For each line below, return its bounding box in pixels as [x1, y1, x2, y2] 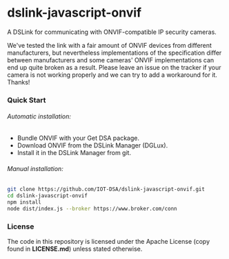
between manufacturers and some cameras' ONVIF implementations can [7, 55, 215, 64]
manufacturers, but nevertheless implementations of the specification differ [7, 48, 222, 57]
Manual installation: [7, 164, 63, 172]
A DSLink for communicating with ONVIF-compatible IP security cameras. [7, 28, 217, 36]
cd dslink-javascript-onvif [7, 193, 88, 199]
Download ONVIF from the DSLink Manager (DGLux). [17, 141, 168, 150]
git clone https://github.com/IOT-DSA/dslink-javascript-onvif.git [7, 186, 206, 193]
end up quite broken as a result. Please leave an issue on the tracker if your [7, 63, 221, 71]
